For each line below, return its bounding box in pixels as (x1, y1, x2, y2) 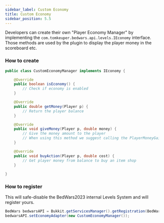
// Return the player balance (22, 108, 84, 114)
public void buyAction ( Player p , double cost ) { (14, 153, 115, 159)
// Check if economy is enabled (22, 86, 89, 91)
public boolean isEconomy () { (14, 81, 76, 87)
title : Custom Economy (5, 12, 51, 17)
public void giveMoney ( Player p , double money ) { (14, 126, 117, 132)
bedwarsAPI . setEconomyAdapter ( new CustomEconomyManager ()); (5, 213, 130, 219)
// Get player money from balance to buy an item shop (22, 158, 137, 163)
